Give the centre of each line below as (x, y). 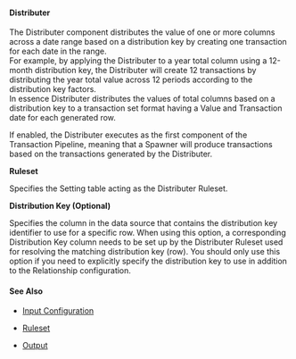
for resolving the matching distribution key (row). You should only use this (145, 252)
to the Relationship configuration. (70, 271)
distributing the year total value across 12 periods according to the (131, 79)
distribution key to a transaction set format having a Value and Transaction (146, 108)
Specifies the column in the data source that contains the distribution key (144, 223)
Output (35, 346)
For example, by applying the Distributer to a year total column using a (138, 61)
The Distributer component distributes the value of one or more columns (142, 32)
